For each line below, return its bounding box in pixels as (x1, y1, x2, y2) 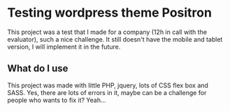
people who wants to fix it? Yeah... (7, 96, 106, 104)
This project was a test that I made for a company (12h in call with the (7, 28, 208, 36)
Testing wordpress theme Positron (7, 5, 212, 21)
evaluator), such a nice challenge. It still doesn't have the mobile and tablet (7, 35, 223, 43)
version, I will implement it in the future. (7, 42, 121, 51)
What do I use (7, 62, 69, 74)
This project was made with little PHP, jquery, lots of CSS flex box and (7, 81, 208, 89)
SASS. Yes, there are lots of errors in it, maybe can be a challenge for (7, 88, 207, 96)
